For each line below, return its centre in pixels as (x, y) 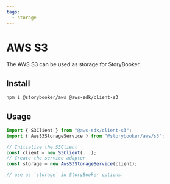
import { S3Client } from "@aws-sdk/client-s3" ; (69, 130)
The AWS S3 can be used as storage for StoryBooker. (74, 64)
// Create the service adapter (46, 158)
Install (18, 83)
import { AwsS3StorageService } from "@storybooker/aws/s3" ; (86, 136)
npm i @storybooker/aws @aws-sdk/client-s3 (62, 98)
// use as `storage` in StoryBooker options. (65, 175)
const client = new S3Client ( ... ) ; (51, 152)
